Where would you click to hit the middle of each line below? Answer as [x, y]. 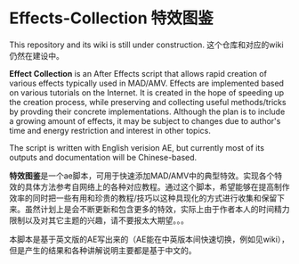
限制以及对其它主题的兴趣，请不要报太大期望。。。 [99, 220]
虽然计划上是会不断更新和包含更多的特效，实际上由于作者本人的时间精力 [157, 209]
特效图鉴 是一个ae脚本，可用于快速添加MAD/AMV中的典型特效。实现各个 [142, 176]
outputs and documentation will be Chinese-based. [103, 157]
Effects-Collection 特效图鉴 [111, 18]
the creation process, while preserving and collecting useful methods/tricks [148, 102]
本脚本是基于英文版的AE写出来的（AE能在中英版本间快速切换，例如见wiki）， [149, 239]
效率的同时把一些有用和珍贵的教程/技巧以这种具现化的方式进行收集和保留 [143, 198]
